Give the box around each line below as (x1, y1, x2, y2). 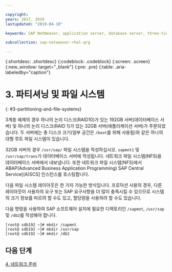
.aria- (115, 64, 126, 70)
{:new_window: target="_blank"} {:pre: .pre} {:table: (5, 64, 114, 70)
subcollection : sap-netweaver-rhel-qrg (5, 40, 91, 45)
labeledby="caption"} (5, 70, 51, 76)
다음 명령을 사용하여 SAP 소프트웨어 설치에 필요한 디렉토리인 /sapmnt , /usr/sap (5, 206, 165, 212)
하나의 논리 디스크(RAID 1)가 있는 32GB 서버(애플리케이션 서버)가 (17, 123, 148, 129)
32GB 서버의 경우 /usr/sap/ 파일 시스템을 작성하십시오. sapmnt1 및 (5, 147, 140, 153)
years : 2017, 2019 (5, 16, 45, 22)
